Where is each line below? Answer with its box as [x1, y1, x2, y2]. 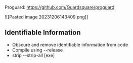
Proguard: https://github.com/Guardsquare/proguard [5, 4, 115, 10]
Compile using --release [12, 47, 63, 53]
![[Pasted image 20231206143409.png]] [5, 14, 88, 19]
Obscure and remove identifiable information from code [12, 41, 128, 47]
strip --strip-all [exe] [12, 52, 55, 58]
